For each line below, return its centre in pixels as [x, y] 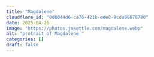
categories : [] [25, 39]
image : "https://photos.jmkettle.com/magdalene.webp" [75, 28]
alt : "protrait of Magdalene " [45, 34]
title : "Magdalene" [31, 12]
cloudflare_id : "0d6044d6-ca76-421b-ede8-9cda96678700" [77, 17]
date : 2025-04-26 [28, 23]
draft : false [22, 45]
